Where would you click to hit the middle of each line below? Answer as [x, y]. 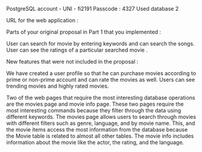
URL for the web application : [42, 20]
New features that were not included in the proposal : [72, 62]
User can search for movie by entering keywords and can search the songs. [100, 44]
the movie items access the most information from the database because [97, 129]
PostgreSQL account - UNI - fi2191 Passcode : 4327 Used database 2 [93, 9]
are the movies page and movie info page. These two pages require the [95, 104]
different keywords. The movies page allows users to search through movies [101, 117]
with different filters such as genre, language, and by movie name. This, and [101, 123]
